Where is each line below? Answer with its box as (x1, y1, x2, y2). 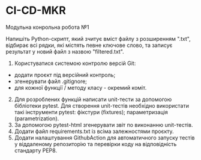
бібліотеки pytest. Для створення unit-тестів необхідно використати (14, 102, 190, 109)
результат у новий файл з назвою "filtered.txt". (5, 48, 124, 55)
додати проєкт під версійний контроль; (14, 71, 116, 78)
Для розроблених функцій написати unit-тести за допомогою (14, 96, 172, 103)
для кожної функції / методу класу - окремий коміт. (14, 84, 147, 91)
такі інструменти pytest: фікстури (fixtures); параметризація (14, 108, 169, 115)
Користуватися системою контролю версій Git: (14, 60, 136, 67)
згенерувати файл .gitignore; (14, 78, 88, 85)
